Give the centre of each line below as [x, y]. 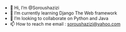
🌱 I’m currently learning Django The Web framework [63, 13]
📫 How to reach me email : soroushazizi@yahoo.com [65, 24]
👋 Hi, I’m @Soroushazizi [34, 8]
